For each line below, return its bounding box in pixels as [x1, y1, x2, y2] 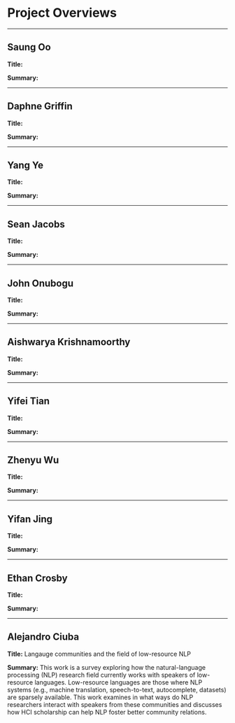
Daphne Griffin [7, 100, 73, 113]
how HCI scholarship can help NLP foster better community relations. [7, 708, 207, 716]
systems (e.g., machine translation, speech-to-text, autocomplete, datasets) [7, 685, 227, 694]
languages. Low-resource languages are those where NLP [34, 678, 203, 687]
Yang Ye [7, 159, 44, 171]
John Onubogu [7, 277, 74, 289]
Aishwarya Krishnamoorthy [7, 336, 131, 348]
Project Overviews [7, 5, 117, 21]
